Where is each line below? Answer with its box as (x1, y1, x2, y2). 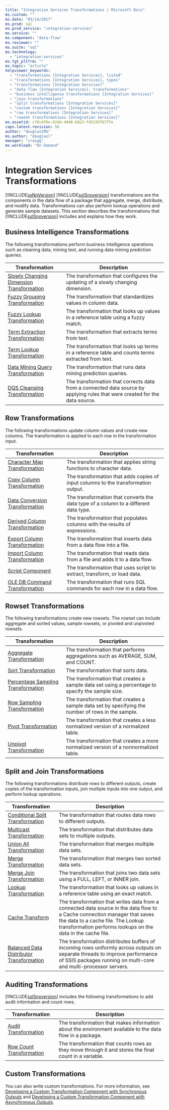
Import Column (8, 549, 43, 556)
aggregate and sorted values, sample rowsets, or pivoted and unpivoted (5, 621, 154, 627)
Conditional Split (8, 812, 47, 819)
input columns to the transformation (66, 479, 151, 486)
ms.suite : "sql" (5, 45, 39, 50)
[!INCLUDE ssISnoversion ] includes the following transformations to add (5, 994, 153, 999)
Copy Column (8, 476, 40, 483)
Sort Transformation (8, 667, 55, 674)
